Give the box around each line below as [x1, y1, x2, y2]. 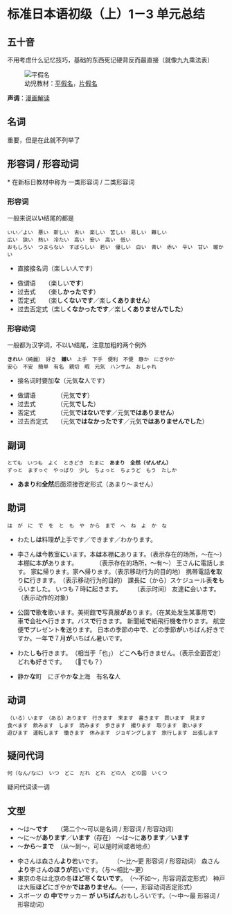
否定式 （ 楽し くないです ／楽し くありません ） [17, 296, 154, 304]
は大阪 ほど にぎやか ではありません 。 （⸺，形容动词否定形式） [17, 883, 196, 891]
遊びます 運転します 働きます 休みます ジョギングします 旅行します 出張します [7, 729, 219, 736]
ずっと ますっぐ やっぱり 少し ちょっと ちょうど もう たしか [7, 467, 177, 474]
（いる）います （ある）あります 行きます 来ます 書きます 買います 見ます [7, 715, 206, 722]
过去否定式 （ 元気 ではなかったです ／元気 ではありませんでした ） [17, 417, 208, 426]
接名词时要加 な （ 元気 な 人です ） [17, 376, 109, 385]
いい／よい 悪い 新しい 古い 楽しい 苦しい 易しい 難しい [7, 229, 168, 236]
